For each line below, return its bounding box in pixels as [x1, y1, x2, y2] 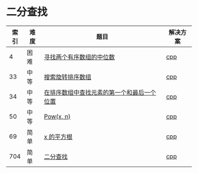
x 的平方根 [44, 132, 72, 141]
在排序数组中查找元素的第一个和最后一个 [44, 88, 156, 96]
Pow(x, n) [44, 112, 71, 120]
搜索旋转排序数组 [44, 73, 91, 81]
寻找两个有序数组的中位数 [44, 53, 115, 61]
